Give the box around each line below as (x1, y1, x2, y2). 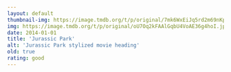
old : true (7, 49, 36, 56)
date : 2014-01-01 (7, 29, 57, 36)
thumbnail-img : (7, 16, 51, 23)
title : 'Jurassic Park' (7, 36, 76, 43)
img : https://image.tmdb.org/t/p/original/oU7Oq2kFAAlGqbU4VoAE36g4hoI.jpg (7, 23, 229, 29)
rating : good (7, 55, 45, 62)
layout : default (7, 10, 54, 17)
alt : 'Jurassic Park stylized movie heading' (7, 42, 140, 49)
